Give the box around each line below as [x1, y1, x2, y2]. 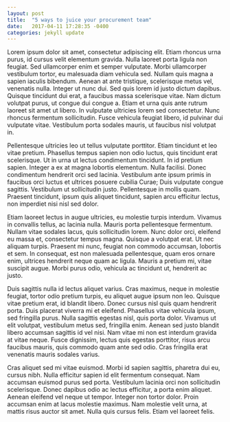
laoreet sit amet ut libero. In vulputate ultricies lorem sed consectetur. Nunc [7, 106, 220, 115]
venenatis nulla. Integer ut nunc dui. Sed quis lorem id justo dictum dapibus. [7, 84, 222, 93]
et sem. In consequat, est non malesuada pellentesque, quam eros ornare [7, 250, 216, 258]
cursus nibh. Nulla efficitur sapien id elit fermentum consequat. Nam [7, 371, 200, 379]
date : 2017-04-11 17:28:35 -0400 [7, 23, 109, 30]
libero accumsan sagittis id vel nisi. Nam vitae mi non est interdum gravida [7, 329, 217, 337]
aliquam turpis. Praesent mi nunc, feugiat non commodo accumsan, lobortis [7, 242, 222, 250]
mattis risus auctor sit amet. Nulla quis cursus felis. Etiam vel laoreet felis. [7, 408, 215, 416]
